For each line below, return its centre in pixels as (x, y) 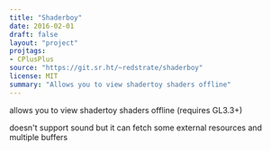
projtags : (28, 51)
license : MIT (34, 76)
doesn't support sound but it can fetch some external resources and (136, 128)
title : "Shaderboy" (46, 18)
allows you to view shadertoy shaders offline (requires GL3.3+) (126, 110)
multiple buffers (39, 137)
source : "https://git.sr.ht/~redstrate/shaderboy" (106, 68)
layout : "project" (44, 43)
